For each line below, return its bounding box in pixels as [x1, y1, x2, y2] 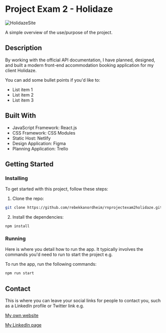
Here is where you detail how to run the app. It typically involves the [5, 246, 143, 252]
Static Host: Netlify [12, 135, 51, 141]
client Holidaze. [5, 67, 37, 73]
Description [5, 44, 42, 52]
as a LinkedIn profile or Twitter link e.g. [5, 303, 84, 309]
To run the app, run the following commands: [5, 261, 97, 267]
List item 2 [12, 92, 34, 97]
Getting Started [5, 160, 54, 168]
